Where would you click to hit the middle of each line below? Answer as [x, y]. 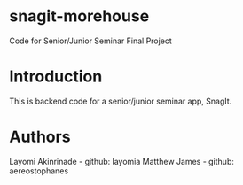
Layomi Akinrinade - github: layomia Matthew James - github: [122, 161]
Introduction [56, 77]
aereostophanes [39, 171]
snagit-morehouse [79, 16]
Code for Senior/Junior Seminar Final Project [91, 41]
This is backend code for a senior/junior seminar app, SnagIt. [121, 101]
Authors [40, 137]
